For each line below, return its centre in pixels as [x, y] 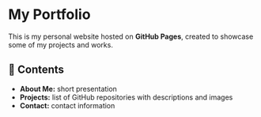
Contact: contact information [67, 105]
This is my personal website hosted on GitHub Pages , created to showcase [131, 36]
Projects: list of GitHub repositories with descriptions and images [126, 97]
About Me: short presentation [68, 89]
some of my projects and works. [61, 44]
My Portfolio [49, 15]
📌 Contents [36, 70]
